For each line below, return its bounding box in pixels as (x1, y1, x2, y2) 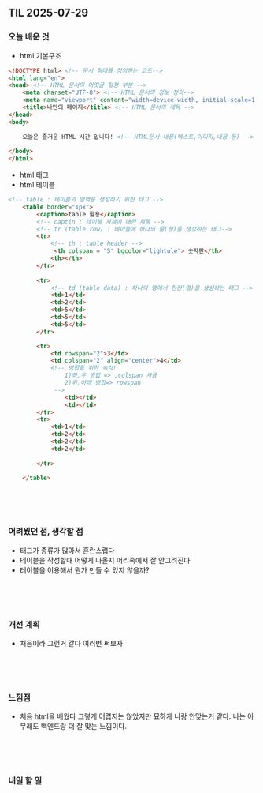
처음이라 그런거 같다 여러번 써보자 (19, 639, 124, 648)
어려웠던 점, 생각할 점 (8, 526, 84, 537)
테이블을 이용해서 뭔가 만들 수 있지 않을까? (19, 565, 150, 575)
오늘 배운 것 (8, 32, 50, 43)
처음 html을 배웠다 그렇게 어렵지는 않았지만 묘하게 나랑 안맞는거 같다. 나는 (19, 712, 246, 721)
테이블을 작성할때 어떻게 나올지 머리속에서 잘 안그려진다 (19, 555, 191, 565)
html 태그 (19, 170, 50, 180)
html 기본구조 (19, 51, 61, 60)
